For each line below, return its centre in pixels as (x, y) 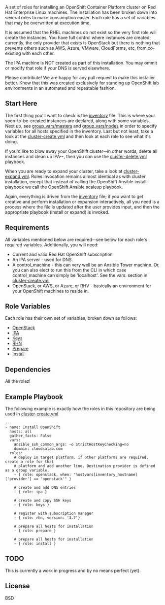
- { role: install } (35, 544)
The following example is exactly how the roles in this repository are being (81, 409)
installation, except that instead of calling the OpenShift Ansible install (76, 181)
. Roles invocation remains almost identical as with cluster (87, 176)
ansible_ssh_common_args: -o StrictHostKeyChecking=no (71, 445)
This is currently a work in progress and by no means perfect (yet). (73, 571)
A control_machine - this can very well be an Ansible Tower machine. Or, (86, 265)
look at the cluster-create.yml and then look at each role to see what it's (78, 136)
